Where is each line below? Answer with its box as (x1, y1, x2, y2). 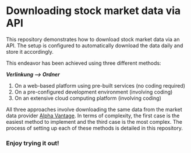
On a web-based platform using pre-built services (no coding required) (14, 82, 185, 89)
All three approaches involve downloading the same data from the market (6, 106, 182, 113)
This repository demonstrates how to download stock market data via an (6, 36, 180, 43)
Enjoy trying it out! (6, 139, 59, 147)
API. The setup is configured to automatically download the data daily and (6, 42, 183, 49)
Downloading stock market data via (6, 4, 181, 18)
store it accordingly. (6, 48, 54, 55)
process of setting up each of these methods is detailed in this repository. (6, 124, 183, 131)
